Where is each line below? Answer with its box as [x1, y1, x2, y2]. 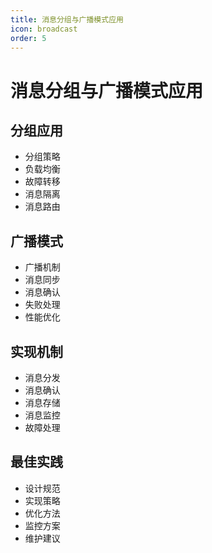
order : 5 [10, 33, 47, 43]
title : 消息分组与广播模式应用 [10, 14, 124, 25]
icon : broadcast [10, 24, 78, 34]
